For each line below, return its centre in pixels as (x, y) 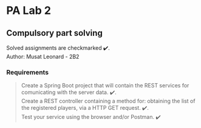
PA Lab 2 (29, 11)
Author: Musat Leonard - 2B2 (43, 56)
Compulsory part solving (55, 33)
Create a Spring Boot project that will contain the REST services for (105, 86)
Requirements (28, 72)
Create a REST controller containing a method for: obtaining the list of (108, 101)
